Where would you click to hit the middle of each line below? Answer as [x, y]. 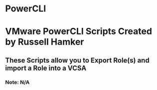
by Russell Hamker [45, 42]
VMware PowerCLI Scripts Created [79, 32]
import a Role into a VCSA [46, 68]
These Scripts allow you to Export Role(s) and [77, 60]
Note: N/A [17, 82]
